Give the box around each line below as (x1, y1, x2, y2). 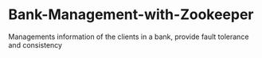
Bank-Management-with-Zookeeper (8, 6, 254, 24)
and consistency (8, 40, 62, 49)
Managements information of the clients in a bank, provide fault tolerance (8, 32, 249, 41)
